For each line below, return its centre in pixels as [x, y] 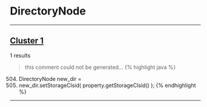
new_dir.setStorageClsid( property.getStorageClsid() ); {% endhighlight [107, 85]
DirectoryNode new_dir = [50, 79]
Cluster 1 [27, 41]
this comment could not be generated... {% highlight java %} [100, 67]
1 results [20, 55]
